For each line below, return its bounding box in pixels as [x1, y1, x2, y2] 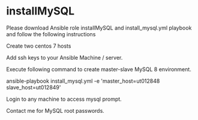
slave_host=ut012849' [6, 83, 61, 91]
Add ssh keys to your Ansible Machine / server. [6, 54, 123, 61]
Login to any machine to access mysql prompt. [6, 95, 122, 103]
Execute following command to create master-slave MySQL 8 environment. [6, 65, 192, 73]
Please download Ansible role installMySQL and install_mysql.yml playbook [6, 24, 192, 31]
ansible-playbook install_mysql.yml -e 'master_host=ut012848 [6, 77, 160, 84]
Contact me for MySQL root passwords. [6, 107, 105, 114]
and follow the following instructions [6, 30, 96, 37]
